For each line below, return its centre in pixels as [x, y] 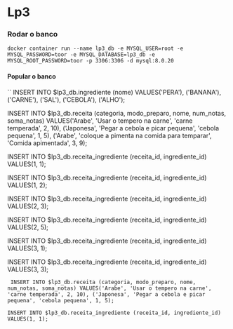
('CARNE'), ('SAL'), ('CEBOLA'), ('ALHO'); [66, 100]
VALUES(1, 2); [27, 185]
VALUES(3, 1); [27, 248]
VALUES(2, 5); [28, 227]
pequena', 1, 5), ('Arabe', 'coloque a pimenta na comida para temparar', [109, 135]
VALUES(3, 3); [28, 269]
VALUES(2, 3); [28, 206]
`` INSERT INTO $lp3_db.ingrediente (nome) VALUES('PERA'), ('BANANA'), [114, 92]
